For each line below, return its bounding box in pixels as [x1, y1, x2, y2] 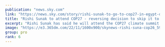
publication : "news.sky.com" [5, 7, 65, 12]
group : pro [5, 30, 27, 35]
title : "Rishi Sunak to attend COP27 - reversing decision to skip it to [5, 16, 160, 21]
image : [5, 25, 19, 30]
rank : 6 [5, 35, 21, 40]
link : [5, 12, 16, 17]
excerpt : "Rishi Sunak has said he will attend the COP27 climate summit [5, 21, 160, 26]
